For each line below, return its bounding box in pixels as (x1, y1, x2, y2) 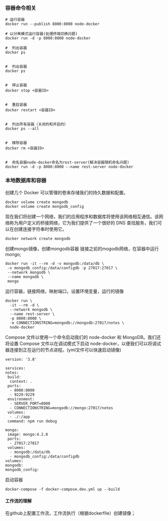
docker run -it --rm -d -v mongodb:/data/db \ (5, 261, 104, 266)
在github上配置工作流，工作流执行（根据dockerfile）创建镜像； (5, 510, 136, 516)
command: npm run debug (7, 419, 57, 424)
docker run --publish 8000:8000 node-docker (5, 22, 100, 27)
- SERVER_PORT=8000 (10, 401, 51, 406)
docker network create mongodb (5, 236, 71, 241)
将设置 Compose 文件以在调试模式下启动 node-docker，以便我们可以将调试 (5, 340, 161, 346)
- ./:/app (10, 414, 30, 419)
